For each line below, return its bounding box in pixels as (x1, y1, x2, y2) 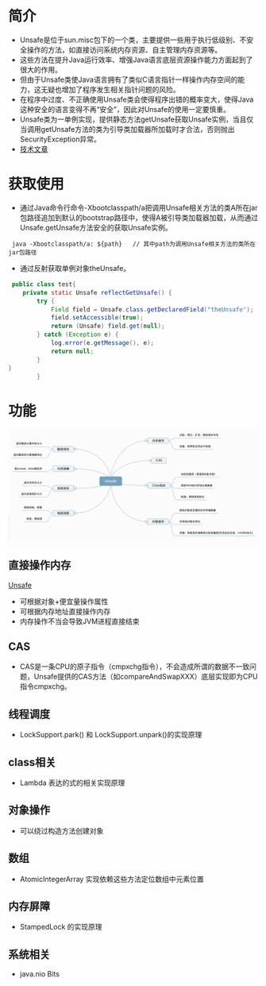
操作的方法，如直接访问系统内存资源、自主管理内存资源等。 (26, 44, 222, 54)
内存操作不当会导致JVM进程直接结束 (19, 617, 141, 626)
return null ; (50, 347, 94, 355)
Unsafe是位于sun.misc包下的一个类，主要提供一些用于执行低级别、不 (19, 35, 247, 44)
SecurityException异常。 (19, 134, 101, 144)
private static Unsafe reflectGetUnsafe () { (22, 288, 172, 296)
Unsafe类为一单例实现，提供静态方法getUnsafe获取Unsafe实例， (19, 114, 233, 124)
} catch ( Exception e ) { (37, 331, 119, 338)
